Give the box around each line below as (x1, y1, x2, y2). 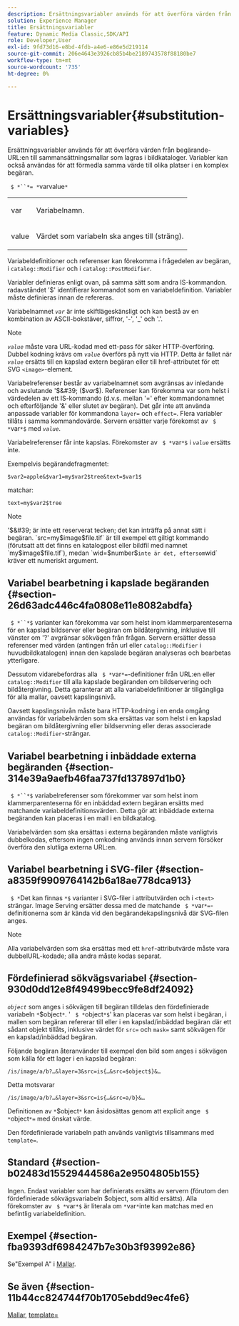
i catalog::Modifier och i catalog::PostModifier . (7, 265, 152, 273)
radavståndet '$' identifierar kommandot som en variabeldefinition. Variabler (7, 286, 232, 295)
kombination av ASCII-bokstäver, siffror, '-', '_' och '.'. (7, 315, 163, 323)
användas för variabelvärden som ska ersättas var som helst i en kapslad (7, 714, 222, 723)
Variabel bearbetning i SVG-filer (7, 864, 153, 876)
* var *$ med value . (7, 424, 61, 433)
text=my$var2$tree (7, 500, 62, 507)
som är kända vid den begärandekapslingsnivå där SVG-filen (49, 909, 229, 917)
